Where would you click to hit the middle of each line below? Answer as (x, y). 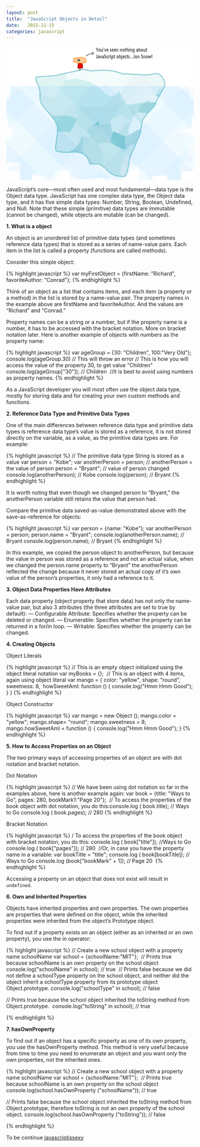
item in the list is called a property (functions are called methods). (87, 250)
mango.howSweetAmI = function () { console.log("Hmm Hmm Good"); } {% (98, 728)
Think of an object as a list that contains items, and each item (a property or (99, 291)
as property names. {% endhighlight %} (55, 378)
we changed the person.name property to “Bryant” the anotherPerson (92, 565)
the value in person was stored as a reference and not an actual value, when (100, 559)
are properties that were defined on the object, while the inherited (87, 914)
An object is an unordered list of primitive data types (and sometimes (91, 238)
